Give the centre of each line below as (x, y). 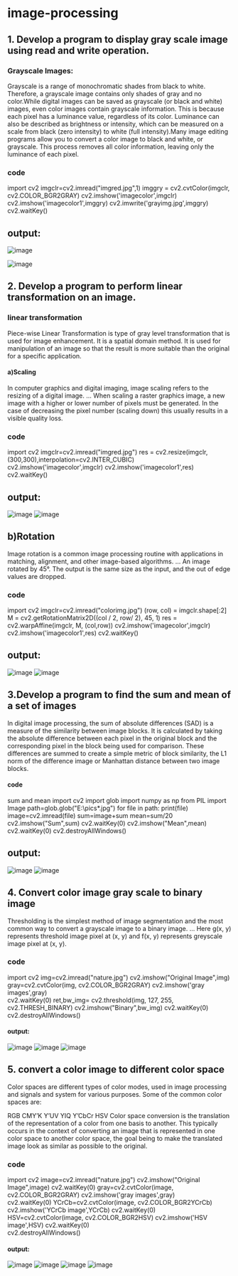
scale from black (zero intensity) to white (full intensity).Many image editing (118, 131)
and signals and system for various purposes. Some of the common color (115, 1094)
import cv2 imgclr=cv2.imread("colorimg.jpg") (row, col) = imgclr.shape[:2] (117, 610)
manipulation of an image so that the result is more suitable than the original (118, 348)
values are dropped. (37, 576)
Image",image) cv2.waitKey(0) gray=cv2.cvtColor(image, (91, 1187)
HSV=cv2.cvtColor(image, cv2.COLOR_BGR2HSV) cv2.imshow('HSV (108, 1218)
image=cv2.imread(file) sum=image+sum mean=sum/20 (90, 815)
